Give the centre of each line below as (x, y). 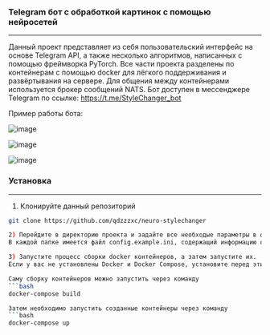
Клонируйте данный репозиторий (78, 206)
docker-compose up (39, 323)
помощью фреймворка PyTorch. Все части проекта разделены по (121, 64)
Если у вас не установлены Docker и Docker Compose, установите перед (129, 264)
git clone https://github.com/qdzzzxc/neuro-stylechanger (107, 220)
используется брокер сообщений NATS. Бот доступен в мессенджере (129, 90)
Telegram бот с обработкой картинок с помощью (110, 12)
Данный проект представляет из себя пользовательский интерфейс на (131, 47)
